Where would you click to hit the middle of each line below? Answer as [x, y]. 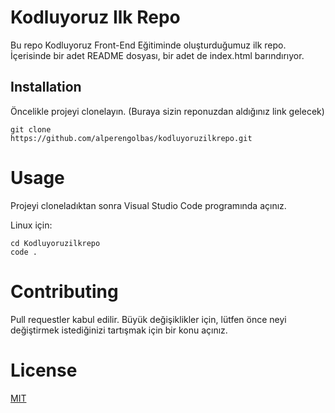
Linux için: [31, 225]
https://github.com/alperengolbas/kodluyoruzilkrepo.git [131, 138]
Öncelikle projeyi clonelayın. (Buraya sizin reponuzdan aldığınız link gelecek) [167, 111]
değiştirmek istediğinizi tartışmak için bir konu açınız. [119, 330]
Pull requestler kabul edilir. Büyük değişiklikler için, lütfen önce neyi [148, 319]
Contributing [64, 291]
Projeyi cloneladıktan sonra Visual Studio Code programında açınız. [148, 205]
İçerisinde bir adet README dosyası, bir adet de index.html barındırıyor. [157, 55]
